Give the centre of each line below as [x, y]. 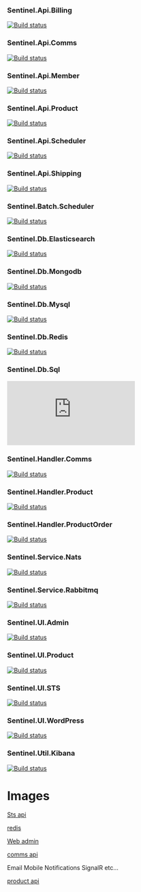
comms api [23, 854]
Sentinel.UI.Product [40, 655]
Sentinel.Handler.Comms [49, 459]
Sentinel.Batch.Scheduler [50, 206]
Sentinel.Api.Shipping [44, 173]
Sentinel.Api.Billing [40, 10]
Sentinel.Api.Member [43, 75]
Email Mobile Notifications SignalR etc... [63, 868]
